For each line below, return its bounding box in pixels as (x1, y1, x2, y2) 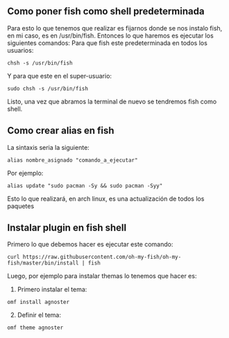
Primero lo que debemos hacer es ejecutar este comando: (7, 240, 173, 248)
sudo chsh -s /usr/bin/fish (7, 85, 89, 92)
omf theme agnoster (7, 324, 64, 332)
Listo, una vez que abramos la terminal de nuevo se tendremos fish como (7, 97, 217, 105)
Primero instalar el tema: (17, 285, 87, 294)
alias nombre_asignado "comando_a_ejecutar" (7, 156, 138, 164)
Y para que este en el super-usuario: (7, 71, 112, 80)
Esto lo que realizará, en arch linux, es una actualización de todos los (7, 194, 205, 203)
